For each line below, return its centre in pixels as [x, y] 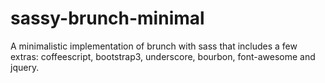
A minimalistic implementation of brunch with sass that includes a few [154, 46]
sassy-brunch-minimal [107, 18]
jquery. [25, 67]
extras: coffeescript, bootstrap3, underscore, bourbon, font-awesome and [163, 56]
